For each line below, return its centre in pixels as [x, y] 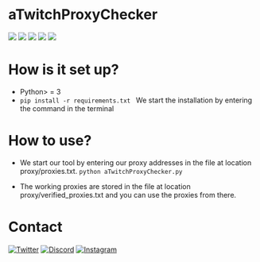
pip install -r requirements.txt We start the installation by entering [136, 100]
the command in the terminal [67, 108]
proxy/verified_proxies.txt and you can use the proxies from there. [128, 195]
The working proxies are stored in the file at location [105, 186]
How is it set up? [64, 70]
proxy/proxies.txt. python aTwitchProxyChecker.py [101, 171]
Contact [35, 227]
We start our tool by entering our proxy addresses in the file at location [136, 162]
